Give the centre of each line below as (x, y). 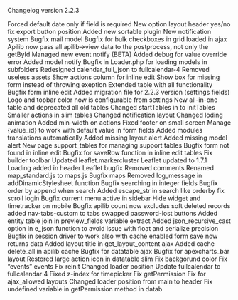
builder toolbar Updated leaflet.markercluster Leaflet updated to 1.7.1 (107, 160)
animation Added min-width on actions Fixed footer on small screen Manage (119, 123)
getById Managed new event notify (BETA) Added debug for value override (117, 54)
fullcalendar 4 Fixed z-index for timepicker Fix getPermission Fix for (107, 274)
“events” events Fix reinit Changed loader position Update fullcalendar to (114, 266)
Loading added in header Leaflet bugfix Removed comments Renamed (111, 168)
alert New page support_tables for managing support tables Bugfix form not (118, 145)
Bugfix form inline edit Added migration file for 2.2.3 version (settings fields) (119, 92)
